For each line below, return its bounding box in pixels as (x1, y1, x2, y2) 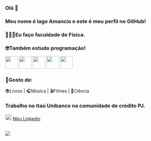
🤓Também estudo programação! (5, 44, 86, 51)
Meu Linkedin (12, 116, 41, 122)
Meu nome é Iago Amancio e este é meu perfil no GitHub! (5, 17, 146, 24)
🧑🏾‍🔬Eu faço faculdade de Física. (5, 31, 85, 38)
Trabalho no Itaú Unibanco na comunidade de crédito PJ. (5, 102, 145, 109)
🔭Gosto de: (5, 76, 33, 83)
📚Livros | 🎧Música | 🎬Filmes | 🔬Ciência (5, 88, 89, 94)
